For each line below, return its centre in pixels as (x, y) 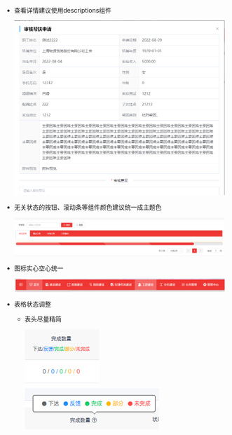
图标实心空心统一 (39, 268)
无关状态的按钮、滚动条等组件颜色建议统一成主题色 (88, 207)
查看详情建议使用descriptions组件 (63, 10)
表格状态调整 (32, 304)
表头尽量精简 (43, 319)
